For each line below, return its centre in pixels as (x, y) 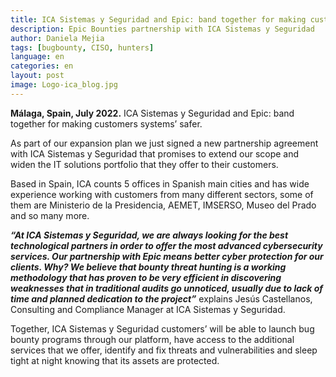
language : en (37, 57)
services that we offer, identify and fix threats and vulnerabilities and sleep (164, 350)
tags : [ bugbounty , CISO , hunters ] (82, 47)
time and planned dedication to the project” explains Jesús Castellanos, (161, 298)
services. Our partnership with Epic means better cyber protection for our (167, 256)
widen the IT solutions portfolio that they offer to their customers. (144, 164)
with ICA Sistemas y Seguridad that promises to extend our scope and (155, 153)
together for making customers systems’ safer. (106, 123)
